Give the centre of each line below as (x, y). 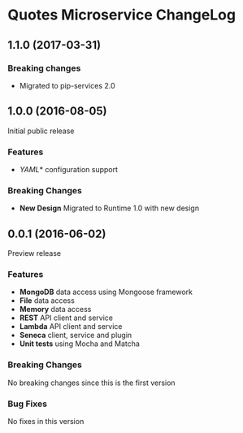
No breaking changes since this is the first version (91, 383)
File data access (47, 301)
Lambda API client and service (71, 327)
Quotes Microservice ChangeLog (122, 15)
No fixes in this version (46, 421)
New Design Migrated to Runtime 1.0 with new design (109, 208)
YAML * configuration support (69, 169)
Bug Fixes (28, 404)
